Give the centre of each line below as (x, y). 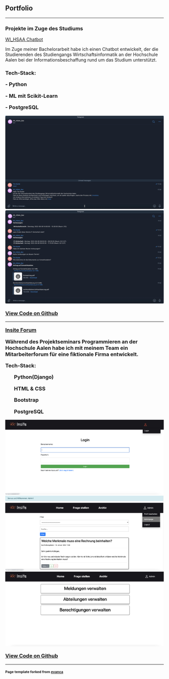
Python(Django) (34, 377)
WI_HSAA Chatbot (24, 39)
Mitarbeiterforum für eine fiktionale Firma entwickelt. (72, 354)
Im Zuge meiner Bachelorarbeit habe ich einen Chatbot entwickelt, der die (82, 49)
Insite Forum (21, 330)
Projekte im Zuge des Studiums (44, 28)
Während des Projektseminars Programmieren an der (71, 341)
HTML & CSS (30, 389)
